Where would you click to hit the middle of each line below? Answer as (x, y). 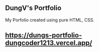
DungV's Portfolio (33, 8)
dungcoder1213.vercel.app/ (49, 43)
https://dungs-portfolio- (44, 36)
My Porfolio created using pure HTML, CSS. (50, 20)
